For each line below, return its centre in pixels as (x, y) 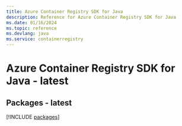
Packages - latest (39, 103)
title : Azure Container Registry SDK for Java (65, 12)
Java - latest (37, 81)
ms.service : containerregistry (45, 39)
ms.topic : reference (32, 28)
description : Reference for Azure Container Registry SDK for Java (91, 17)
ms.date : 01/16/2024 (32, 22)
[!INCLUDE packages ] (33, 117)
